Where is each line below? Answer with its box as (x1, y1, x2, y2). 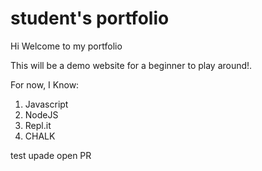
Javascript (24, 98, 69, 110)
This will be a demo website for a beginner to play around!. (10, 59, 253, 71)
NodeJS (24, 108, 59, 121)
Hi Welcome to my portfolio (10, 40, 123, 52)
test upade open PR (10, 149, 92, 161)
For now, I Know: (10, 78, 80, 91)
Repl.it (24, 119, 52, 131)
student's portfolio (10, 7, 170, 30)
